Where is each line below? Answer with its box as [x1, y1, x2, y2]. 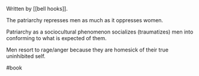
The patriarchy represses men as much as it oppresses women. [6, 17, 164, 23]
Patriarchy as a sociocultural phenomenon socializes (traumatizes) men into [6, 28, 194, 35]
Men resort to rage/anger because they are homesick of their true [6, 46, 169, 53]
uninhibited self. [6, 53, 46, 59]
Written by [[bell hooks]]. [6, 5, 68, 12]
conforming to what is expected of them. [6, 35, 107, 41]
